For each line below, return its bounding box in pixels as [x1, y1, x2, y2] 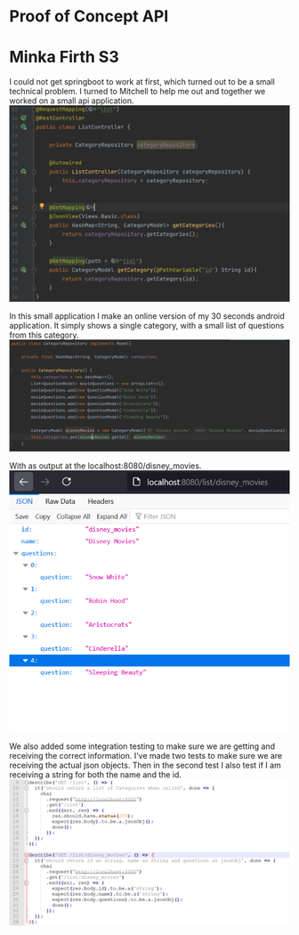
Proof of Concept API [9, 6, 169, 27]
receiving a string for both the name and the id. [9, 769, 182, 780]
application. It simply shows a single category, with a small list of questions [9, 321, 285, 331]
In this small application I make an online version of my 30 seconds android [9, 311, 285, 321]
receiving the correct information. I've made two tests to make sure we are [9, 751, 283, 761]
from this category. [9, 329, 79, 340]
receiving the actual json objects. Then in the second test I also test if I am [9, 760, 282, 771]
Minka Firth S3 [9, 47, 119, 68]
